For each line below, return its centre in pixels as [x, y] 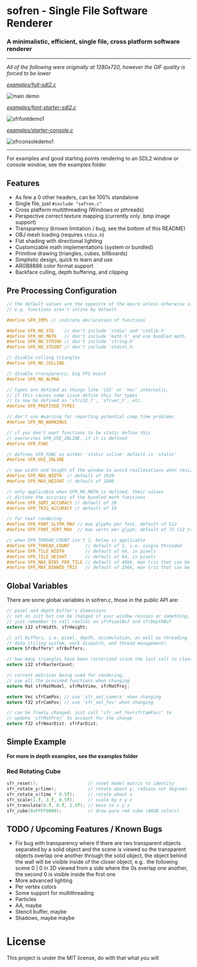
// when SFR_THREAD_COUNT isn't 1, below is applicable [76, 540]
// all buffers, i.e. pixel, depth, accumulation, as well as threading [97, 638]
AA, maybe [28, 905]
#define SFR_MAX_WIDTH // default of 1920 [61, 476]
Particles [26, 900]
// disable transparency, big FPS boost [57, 374]
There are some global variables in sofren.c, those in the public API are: [93, 600]
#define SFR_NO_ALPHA [33, 379]
